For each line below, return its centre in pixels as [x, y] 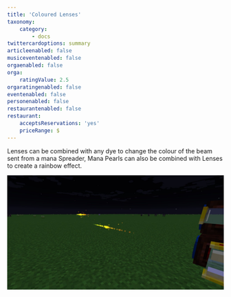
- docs [41, 36]
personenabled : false [38, 102]
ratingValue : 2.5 [44, 80]
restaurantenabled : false [44, 109]
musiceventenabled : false [44, 58]
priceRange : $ [40, 131]
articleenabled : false [40, 51]
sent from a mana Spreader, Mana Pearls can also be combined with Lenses [115, 158]
